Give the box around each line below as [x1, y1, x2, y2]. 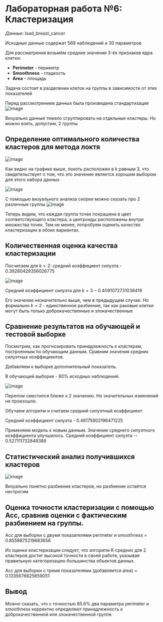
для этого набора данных [5, 176, 60, 182]
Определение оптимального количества [5, 135, 140, 143]
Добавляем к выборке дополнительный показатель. [5, 364, 117, 370]
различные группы [5, 201, 45, 207]
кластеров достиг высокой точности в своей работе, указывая [5, 552, 140, 558]
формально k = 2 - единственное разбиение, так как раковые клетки [5, 302, 154, 308]
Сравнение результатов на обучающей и [5, 322, 140, 331]
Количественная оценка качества [5, 242, 118, 250]
